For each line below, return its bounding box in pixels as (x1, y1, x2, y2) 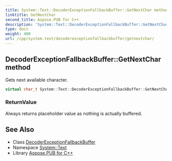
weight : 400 (5, 31, 31, 36)
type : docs (5, 27, 29, 32)
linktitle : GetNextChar (5, 12, 56, 17)
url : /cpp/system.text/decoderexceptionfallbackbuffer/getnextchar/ (5, 36, 155, 42)
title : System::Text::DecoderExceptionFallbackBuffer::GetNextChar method (5, 7, 168, 13)
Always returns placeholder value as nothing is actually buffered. (5, 110, 142, 116)
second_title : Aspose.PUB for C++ (5, 17, 79, 22)
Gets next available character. (5, 76, 68, 83)
